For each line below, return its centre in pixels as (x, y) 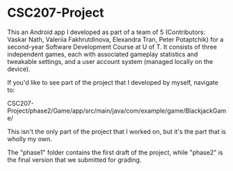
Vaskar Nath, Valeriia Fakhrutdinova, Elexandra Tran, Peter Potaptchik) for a (115, 39)
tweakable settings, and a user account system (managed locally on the (110, 61)
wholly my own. (30, 139)
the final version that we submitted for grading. (74, 160)
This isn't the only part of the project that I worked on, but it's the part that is (116, 131)
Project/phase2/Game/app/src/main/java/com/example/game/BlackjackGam (117, 111)
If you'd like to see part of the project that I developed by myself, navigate (113, 82)
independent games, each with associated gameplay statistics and (103, 54)
